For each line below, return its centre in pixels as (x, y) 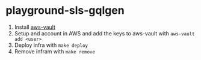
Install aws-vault (35, 27)
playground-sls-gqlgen (65, 10)
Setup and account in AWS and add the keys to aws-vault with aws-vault (104, 33)
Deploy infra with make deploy (51, 45)
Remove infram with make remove (55, 51)
